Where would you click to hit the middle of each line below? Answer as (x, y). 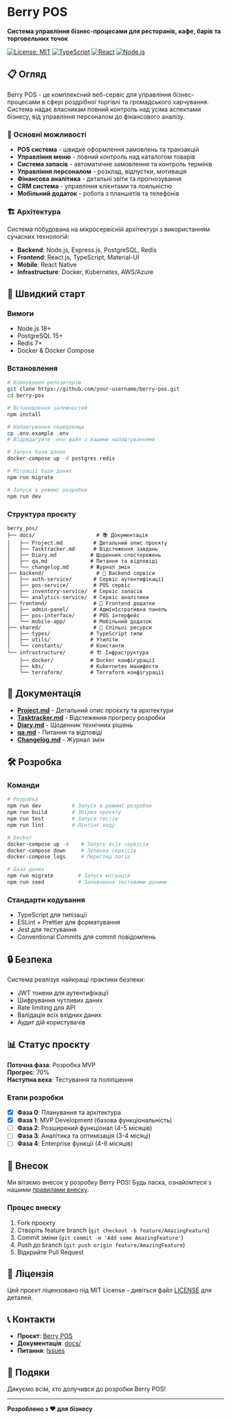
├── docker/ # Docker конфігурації (87, 660)
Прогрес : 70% (28, 1072)
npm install (24, 414)
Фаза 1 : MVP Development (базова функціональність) (95, 1120)
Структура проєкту (42, 514)
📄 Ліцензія (30, 1273)
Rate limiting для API (46, 1007)
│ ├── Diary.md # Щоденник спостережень (84, 555)
